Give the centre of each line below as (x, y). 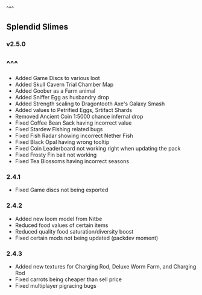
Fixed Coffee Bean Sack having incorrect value (73, 123)
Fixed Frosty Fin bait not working (56, 155)
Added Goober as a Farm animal (55, 91)
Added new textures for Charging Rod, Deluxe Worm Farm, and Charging (106, 267)
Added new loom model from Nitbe (58, 219)
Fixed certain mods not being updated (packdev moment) (87, 238)
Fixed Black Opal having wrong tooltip (62, 142)
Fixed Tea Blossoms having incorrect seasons (72, 161)
